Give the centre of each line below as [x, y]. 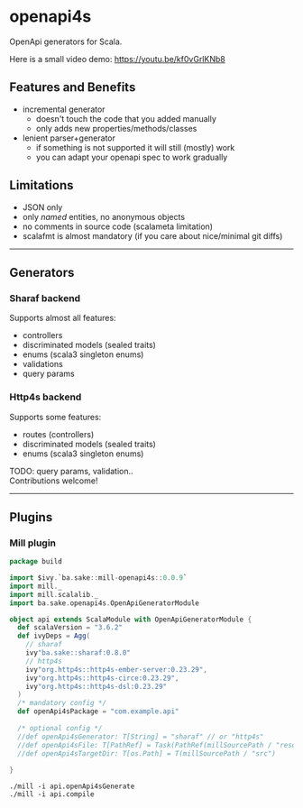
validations [42, 364]
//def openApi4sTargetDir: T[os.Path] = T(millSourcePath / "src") [147, 753]
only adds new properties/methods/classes [116, 128]
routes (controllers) [58, 434]
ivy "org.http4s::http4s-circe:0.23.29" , [102, 678]
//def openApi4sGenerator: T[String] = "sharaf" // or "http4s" [141, 737]
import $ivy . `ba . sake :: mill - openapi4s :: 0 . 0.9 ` [98, 578]
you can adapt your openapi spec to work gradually [132, 157]
